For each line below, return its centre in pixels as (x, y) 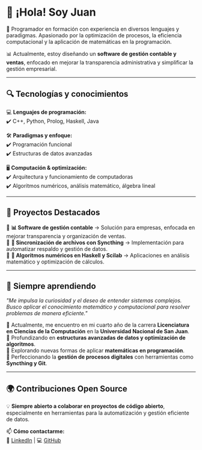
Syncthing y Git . (27, 363)
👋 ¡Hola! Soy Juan (51, 12)
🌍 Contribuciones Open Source (67, 388)
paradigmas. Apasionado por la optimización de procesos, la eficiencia (94, 35)
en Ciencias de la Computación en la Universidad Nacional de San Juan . (98, 331)
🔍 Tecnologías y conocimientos (67, 94)
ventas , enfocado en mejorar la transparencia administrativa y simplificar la (100, 62)
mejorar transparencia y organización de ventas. (66, 236)
